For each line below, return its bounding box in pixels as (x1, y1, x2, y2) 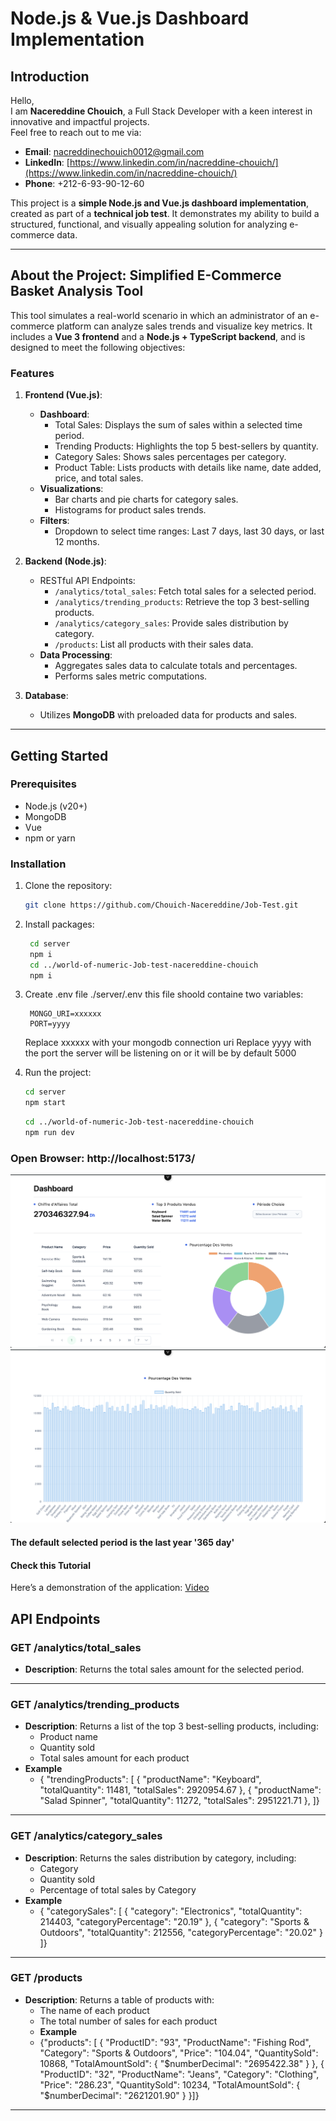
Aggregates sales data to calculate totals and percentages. (54, 660, 298, 672)
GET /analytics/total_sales (10, 1640, 142, 1654)
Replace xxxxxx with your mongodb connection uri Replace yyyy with (24, 1037, 312, 1049)
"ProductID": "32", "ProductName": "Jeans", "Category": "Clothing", (39, 2068, 320, 2080)
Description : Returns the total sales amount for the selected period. (24, 1663, 305, 1675)
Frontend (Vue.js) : (24, 389, 103, 401)
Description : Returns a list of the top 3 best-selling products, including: (24, 1720, 319, 1732)
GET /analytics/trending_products (10, 1697, 180, 1711)
